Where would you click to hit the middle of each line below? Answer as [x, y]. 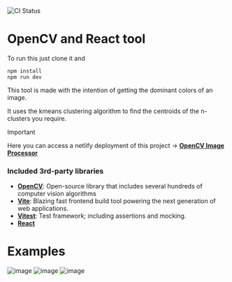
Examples [36, 252]
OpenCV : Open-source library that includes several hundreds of [110, 186]
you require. [49, 118]
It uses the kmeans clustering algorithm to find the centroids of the [103, 111]
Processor [23, 153]
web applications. [43, 209]
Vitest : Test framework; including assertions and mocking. [102, 216]
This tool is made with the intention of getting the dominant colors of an [110, 90]
